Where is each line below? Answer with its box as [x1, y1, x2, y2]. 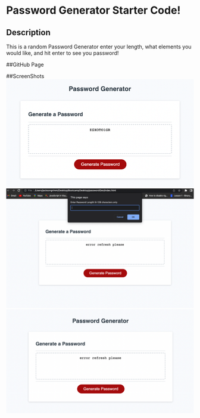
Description [6, 27, 51, 38]
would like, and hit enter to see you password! [6, 49, 119, 57]
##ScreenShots [6, 73, 45, 79]
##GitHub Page [6, 61, 44, 68]
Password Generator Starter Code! [6, 4, 181, 17]
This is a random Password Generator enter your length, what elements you [6, 43, 192, 50]
